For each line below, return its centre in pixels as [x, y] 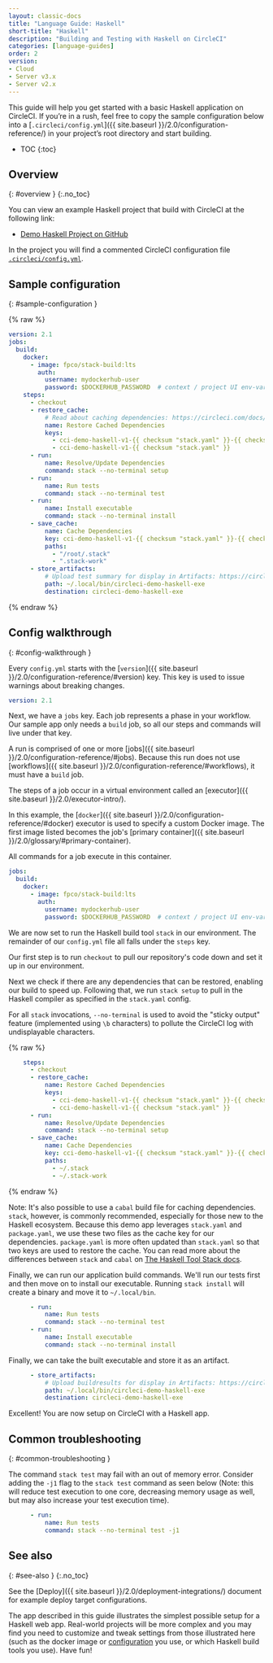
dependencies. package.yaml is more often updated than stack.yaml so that [134, 1242]
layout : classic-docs [45, 16]
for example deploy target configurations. [78, 1600]
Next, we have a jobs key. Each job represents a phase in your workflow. [130, 716]
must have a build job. [46, 775]
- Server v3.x [32, 76]
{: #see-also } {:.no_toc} [49, 1575]
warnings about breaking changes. [67, 685]
